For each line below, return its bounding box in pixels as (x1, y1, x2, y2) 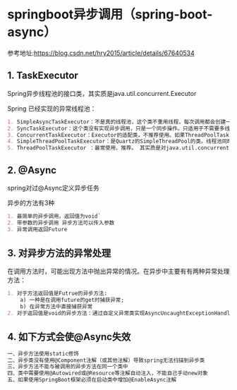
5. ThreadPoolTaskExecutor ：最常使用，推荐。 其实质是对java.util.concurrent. (7, 145, 233, 152)
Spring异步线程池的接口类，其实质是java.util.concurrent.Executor (7, 89, 197, 97)
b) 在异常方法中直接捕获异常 (20, 303, 93, 310)
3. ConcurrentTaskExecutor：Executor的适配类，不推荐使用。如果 (7, 131, 186, 138)
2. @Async (7, 164, 57, 176)
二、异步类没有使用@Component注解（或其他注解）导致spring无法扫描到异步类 (7, 357, 205, 364)
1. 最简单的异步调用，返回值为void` (7, 212, 101, 219)
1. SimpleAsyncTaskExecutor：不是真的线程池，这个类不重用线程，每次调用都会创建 (7, 118, 226, 126)
